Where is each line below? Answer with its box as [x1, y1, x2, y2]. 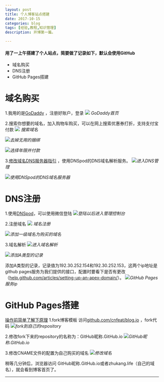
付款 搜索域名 [5, 127, 38, 133]
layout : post [5, 7, 32, 12]
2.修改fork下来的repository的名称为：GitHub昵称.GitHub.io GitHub [5, 334, 143, 339]
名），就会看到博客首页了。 [5, 367, 59, 373]
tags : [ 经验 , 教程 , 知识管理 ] [5, 25, 56, 30]
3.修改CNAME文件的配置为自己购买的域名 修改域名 [5, 350, 112, 356]
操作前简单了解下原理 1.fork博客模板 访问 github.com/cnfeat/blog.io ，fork [5, 317, 153, 323]
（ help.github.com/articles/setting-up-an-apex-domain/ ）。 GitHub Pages [5, 275, 158, 281]
